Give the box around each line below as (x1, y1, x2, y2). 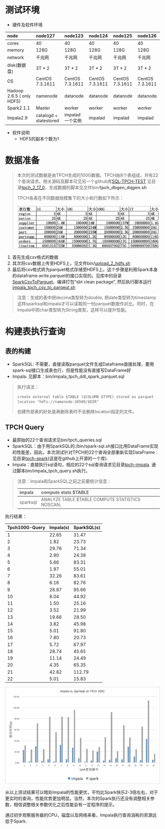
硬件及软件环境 (12, 22, 43, 28)
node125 (113, 33, 133, 39)
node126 (137, 33, 157, 39)
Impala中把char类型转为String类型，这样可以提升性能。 (17, 307, 130, 313)
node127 (36, 33, 55, 39)
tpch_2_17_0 (21, 184, 45, 190)
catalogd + (36, 112, 58, 118)
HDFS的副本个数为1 (19, 136, 59, 142)
